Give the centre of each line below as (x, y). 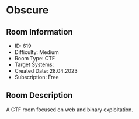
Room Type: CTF (35, 58)
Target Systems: (34, 64)
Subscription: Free (37, 77)
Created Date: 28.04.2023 (46, 71)
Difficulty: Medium (37, 52)
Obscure (27, 10)
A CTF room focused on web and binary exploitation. (69, 110)
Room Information (39, 32)
